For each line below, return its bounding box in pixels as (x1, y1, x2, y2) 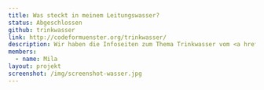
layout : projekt (8, 63, 61, 70)
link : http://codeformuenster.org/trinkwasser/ (8, 33, 167, 41)
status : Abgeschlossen (8, 19, 82, 27)
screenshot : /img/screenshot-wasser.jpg (8, 70, 143, 77)
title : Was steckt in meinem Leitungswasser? (8, 11, 159, 20)
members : (8, 48, 37, 56)
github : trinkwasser (8, 26, 76, 34)
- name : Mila (15, 56, 58, 63)
